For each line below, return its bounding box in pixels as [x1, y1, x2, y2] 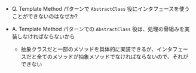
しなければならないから [17, 33, 75, 40]
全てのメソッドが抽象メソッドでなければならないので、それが [36, 53, 189, 60]
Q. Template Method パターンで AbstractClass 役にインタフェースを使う [11, 5, 190, 12]
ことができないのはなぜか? [11, 13, 78, 20]
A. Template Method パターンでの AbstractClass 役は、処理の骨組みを [11, 26, 185, 32]
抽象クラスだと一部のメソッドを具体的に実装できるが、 [20, 45, 157, 53]
